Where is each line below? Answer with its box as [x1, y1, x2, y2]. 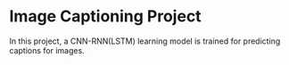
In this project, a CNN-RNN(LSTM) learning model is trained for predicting [9, 36, 281, 46]
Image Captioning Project [9, 6, 202, 27]
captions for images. [9, 45, 85, 55]
